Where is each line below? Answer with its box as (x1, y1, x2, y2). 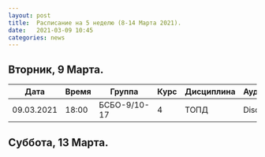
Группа (110, 86, 139, 97)
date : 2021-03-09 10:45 (8, 26, 93, 34)
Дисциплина (185, 86, 236, 97)
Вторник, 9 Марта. (8, 62, 104, 76)
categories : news (8, 33, 65, 42)
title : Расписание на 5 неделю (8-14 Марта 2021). (8, 19, 181, 27)
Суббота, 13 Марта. (8, 136, 109, 150)
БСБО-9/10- (99, 99, 150, 110)
